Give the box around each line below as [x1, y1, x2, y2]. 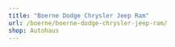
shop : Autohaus [8, 26, 60, 34]
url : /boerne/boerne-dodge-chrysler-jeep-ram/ [8, 19, 168, 27]
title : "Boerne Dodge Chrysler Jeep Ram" [8, 11, 150, 20]
